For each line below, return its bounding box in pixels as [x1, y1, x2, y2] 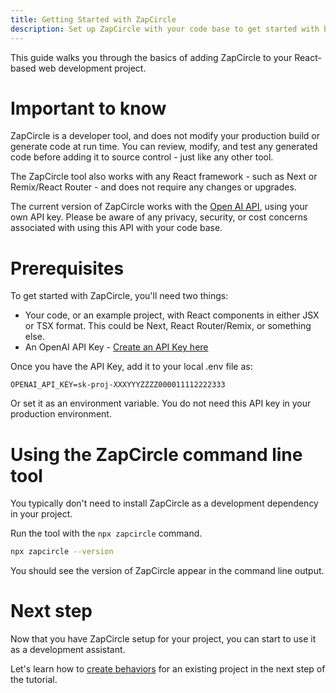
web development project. [38, 62, 147, 74]
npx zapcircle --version [10, 547, 114, 557]
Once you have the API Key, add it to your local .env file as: [10, 361, 253, 373]
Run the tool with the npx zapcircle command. [10, 527, 203, 540]
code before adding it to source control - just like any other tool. [10, 151, 274, 163]
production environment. [10, 408, 112, 420]
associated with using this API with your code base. [10, 222, 223, 234]
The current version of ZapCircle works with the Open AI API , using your [10, 201, 308, 213]
